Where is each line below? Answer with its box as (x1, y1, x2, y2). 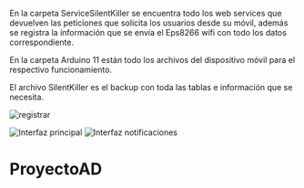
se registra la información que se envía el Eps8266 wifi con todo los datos (9, 27, 287, 37)
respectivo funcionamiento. (9, 64, 112, 75)
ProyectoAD (9, 159, 103, 180)
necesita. (9, 91, 44, 102)
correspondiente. (9, 37, 75, 47)
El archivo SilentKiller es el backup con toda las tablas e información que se (9, 82, 293, 92)
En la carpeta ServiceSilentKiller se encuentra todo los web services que (9, 8, 282, 18)
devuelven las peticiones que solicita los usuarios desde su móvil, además (9, 17, 289, 28)
